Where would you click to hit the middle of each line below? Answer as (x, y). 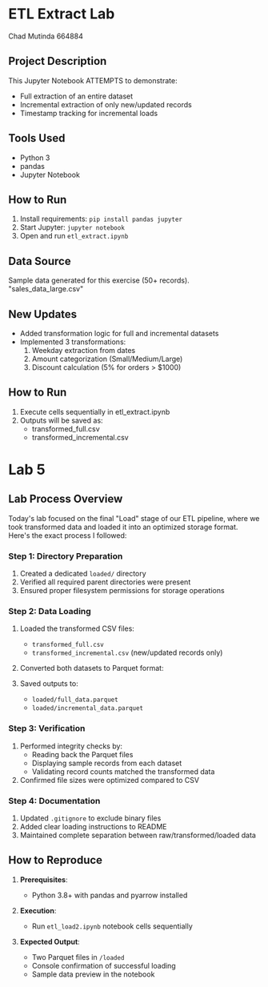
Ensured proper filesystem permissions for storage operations (122, 591)
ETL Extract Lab (62, 14)
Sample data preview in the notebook (93, 974)
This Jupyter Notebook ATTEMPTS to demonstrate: (93, 80)
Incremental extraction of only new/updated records (106, 104)
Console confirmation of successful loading (104, 965)
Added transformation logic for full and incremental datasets (119, 333)
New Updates (43, 314)
